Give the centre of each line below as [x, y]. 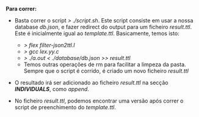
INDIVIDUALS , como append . [52, 89]
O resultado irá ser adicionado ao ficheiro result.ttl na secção [91, 82]
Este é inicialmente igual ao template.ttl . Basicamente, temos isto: [97, 33]
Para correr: [21, 9]
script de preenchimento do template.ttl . [65, 107]
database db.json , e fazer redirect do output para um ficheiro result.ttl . [103, 27]
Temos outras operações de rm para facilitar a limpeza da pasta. [105, 64]
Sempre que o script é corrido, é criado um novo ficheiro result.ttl [106, 71]
